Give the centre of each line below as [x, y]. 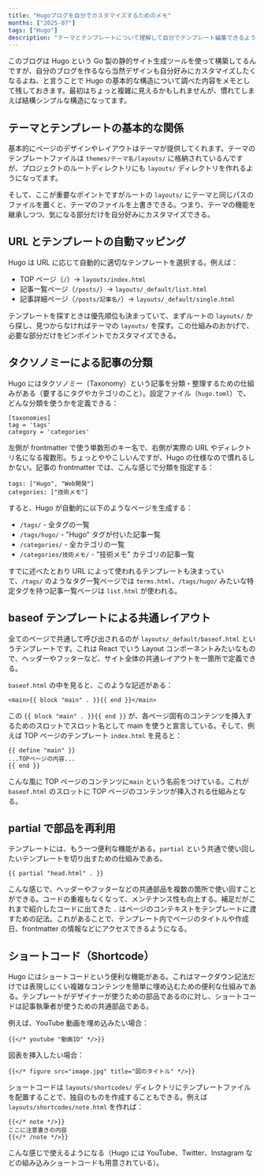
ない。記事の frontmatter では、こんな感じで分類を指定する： [114, 467]
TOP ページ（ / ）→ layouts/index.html [83, 279]
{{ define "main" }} [42, 750]
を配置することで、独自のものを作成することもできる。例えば [108, 1097]
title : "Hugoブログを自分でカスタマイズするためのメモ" [90, 15]
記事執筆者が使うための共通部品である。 [87, 1006]
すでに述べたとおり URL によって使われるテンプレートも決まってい [116, 571]
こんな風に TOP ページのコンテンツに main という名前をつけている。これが [129, 781]
